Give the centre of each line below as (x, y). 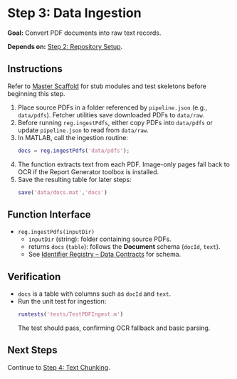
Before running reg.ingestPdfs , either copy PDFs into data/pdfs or (115, 122)
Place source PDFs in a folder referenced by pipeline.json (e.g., (112, 107)
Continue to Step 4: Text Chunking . (59, 367)
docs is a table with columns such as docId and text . (94, 294)
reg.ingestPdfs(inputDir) (56, 233)
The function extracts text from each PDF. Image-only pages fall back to (123, 164)
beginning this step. (36, 93)
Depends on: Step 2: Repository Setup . (65, 46)
